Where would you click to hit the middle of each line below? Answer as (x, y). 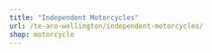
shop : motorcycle (42, 34)
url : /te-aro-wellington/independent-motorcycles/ (106, 26)
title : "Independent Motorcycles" (74, 18)
